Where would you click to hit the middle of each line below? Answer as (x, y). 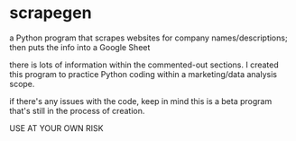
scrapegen (51, 13)
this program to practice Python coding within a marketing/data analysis (143, 74)
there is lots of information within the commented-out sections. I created (144, 65)
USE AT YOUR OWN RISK (56, 128)
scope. (22, 84)
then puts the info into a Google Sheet (80, 47)
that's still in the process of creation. (77, 110)
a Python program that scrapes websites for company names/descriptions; (148, 38)
